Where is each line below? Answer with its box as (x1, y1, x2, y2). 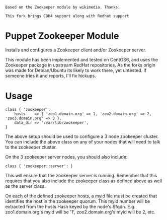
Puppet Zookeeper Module (5, 30, 119, 42)
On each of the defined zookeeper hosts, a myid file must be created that (5, 193, 157, 199)
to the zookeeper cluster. (5, 144, 57, 150)
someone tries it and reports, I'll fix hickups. (5, 72, 97, 79)
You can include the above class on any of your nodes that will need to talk (5, 138, 160, 144)
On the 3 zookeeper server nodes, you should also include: (5, 154, 128, 160)
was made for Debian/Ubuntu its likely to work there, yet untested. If (5, 67, 147, 73)
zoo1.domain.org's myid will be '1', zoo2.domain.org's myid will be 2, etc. (5, 209, 156, 215)
